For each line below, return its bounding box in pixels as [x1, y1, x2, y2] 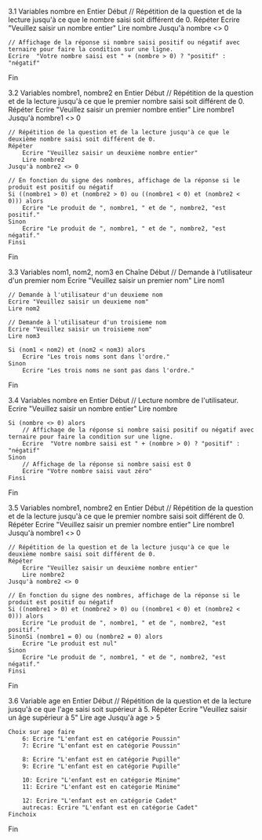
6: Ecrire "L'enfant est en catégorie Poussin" [22, 735, 180, 743]
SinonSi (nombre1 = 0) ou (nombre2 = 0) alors [8, 633, 163, 640]
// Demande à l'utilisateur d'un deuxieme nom [8, 291, 163, 299]
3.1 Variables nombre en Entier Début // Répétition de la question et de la [8, 7, 242, 16]
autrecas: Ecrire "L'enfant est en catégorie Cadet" [22, 804, 198, 812]
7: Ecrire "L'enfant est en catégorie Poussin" [22, 742, 180, 750]
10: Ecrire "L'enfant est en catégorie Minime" [22, 776, 180, 784]
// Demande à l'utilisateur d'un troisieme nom [8, 318, 167, 326]
